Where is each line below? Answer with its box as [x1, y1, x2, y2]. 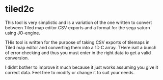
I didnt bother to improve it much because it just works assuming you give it [5, 64, 159, 70]
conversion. [5, 55, 29, 60]
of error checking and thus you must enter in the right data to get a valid [5, 50, 151, 56]
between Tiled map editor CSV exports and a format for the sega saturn [5, 24, 150, 30]
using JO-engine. [5, 30, 40, 36]
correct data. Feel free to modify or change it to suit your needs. [5, 69, 135, 75]
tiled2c [5, 3, 34, 15]
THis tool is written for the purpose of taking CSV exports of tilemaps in [5, 39, 150, 45]
